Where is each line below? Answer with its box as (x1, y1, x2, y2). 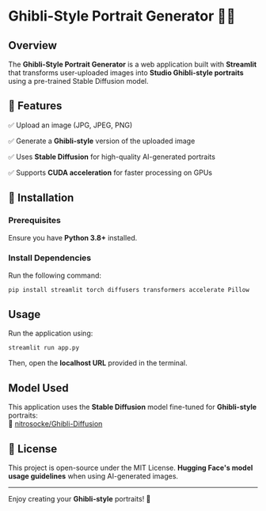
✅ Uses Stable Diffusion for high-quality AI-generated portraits (8, 152, 216, 161)
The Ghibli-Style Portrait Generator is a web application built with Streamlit (8, 59, 257, 69)
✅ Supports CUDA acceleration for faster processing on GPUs (8, 168, 212, 177)
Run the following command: (8, 271, 101, 280)
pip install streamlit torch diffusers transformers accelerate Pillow (8, 286, 249, 293)
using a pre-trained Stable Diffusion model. (8, 77, 149, 85)
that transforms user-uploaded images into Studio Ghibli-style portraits (8, 68, 244, 78)
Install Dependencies (8, 252, 92, 263)
